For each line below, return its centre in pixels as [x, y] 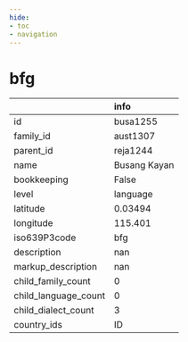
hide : [19, 17]
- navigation [33, 34]
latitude [29, 209]
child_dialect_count [54, 311]
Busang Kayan [144, 165]
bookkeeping [41, 179]
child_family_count [52, 281]
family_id [32, 137]
